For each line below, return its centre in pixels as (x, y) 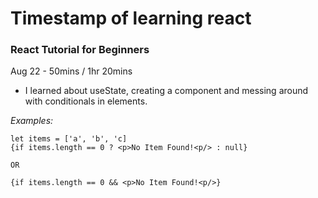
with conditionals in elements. (86, 101)
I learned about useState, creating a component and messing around (166, 91)
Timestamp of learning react (131, 18)
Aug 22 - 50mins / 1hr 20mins (71, 71)
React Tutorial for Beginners (80, 50)
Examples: (32, 121)
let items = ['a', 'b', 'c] (69, 139)
